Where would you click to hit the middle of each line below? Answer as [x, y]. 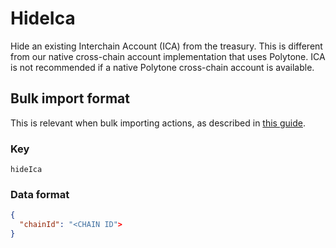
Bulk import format [70, 98]
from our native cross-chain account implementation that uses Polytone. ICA [168, 56]
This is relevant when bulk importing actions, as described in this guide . [158, 123]
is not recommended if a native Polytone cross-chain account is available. [162, 67]
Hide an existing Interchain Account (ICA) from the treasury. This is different [166, 46]
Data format [40, 194]
